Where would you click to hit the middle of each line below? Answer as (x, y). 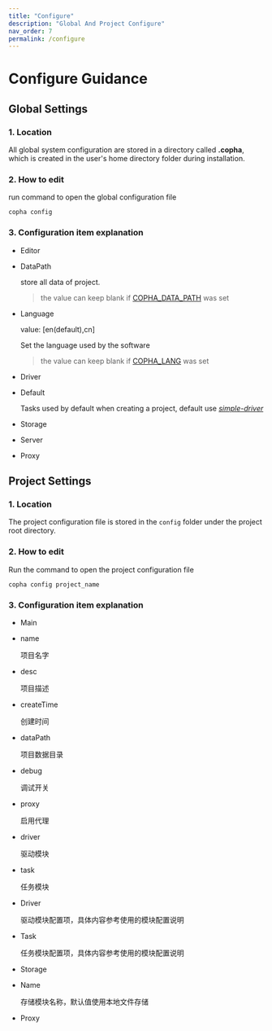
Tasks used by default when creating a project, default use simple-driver (142, 408)
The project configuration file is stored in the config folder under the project (135, 522)
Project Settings (50, 481)
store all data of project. (60, 282)
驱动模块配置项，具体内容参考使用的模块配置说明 (102, 920)
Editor (30, 250)
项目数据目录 (41, 755)
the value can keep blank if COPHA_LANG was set (125, 361)
